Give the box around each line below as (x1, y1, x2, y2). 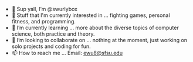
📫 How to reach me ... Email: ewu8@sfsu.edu (11, 50, 123, 56)
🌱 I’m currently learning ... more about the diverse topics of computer (11, 24, 179, 31)
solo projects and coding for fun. (11, 43, 91, 50)
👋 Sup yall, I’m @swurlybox (11, 6, 78, 12)
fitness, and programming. (11, 18, 76, 25)
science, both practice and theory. (11, 30, 95, 37)
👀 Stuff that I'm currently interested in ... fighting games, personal (11, 12, 170, 19)
